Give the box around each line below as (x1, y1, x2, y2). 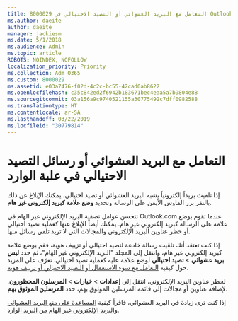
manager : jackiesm (7, 30, 62, 37)
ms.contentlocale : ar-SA (7, 109, 81, 116)
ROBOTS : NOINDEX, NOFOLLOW (7, 57, 87, 64)
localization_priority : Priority (7, 63, 106, 70)
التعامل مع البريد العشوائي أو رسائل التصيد (7, 153, 225, 168)
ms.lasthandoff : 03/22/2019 (7, 115, 91, 122)
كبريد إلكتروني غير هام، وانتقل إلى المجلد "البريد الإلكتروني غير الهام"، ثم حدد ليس (7, 248, 222, 257)
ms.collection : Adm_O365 (7, 69, 81, 76)
